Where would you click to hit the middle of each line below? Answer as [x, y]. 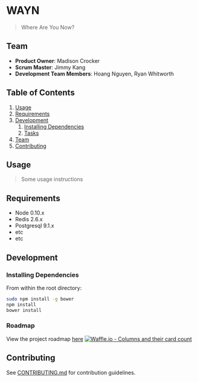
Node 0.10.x [30, 213]
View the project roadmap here [45, 338]
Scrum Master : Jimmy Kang [50, 67]
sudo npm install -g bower [40, 299]
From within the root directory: [44, 288]
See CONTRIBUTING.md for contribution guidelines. [71, 372]
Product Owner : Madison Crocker [57, 60]
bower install [24, 310]
